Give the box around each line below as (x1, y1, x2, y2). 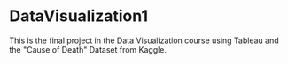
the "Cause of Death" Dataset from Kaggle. (9, 44, 167, 54)
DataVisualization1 (9, 6, 149, 26)
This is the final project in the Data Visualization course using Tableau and (9, 35, 279, 46)
